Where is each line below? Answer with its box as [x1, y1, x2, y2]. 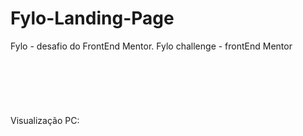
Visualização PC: [10, 114, 80, 126]
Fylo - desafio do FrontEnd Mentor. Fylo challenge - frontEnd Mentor [10, 40, 293, 52]
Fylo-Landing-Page [10, 7, 175, 30]
